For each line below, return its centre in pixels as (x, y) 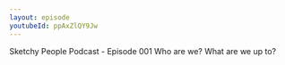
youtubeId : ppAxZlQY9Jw (54, 26)
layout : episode (39, 17)
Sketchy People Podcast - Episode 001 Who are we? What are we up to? (142, 51)
